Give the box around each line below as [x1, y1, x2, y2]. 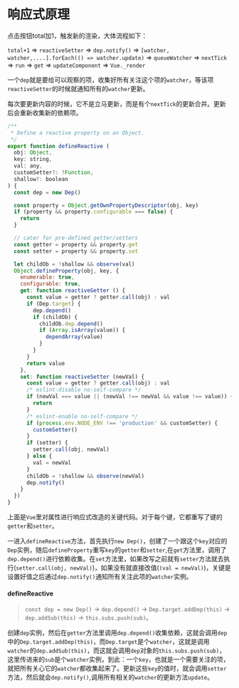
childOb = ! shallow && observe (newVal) [26, 472, 144, 479]
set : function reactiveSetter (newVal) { [20, 373, 144, 380]
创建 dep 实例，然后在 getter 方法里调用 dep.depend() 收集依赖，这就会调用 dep [7, 628, 228, 637]
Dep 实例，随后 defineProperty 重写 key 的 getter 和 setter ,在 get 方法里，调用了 [7, 546, 227, 554]
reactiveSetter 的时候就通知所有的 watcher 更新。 [7, 84, 149, 93]
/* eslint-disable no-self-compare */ [26, 386, 142, 394]
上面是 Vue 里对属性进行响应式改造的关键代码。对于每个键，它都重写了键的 [7, 513, 223, 521]
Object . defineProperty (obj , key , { [14, 267, 119, 274]
